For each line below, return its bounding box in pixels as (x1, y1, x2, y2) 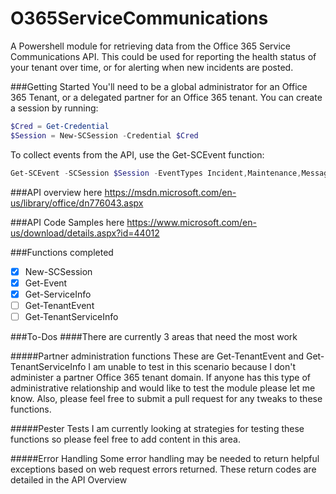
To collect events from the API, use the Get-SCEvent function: (10, 148, 265, 161)
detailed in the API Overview (10, 473, 128, 486)
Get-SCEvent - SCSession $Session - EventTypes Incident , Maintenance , (10, 168, 302, 178)
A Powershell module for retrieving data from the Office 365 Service (10, 40, 291, 52)
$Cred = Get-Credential (10, 121, 110, 131)
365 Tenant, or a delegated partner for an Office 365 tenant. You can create (10, 91, 323, 103)
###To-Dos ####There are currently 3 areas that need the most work (10, 330, 298, 342)
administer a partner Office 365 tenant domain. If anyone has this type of (10, 371, 312, 383)
